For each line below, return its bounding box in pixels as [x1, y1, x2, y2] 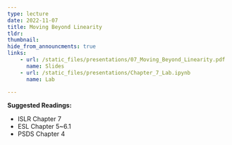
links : [7, 50, 27, 57]
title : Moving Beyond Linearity [7, 23, 102, 30]
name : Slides [25, 63, 65, 70]
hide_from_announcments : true [7, 43, 97, 50]
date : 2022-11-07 [7, 17, 59, 24]
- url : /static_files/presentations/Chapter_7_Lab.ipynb [20, 69, 191, 76]
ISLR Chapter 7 [17, 115, 62, 123]
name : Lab [25, 75, 55, 83]
